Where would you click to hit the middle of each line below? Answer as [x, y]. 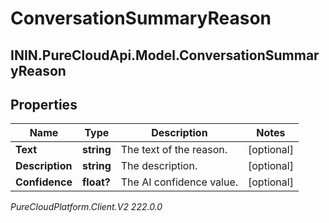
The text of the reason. [174, 150]
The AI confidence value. [179, 182]
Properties [44, 104]
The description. [159, 166]
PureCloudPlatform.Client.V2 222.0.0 [86, 207]
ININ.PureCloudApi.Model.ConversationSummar [165, 55]
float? [96, 182]
